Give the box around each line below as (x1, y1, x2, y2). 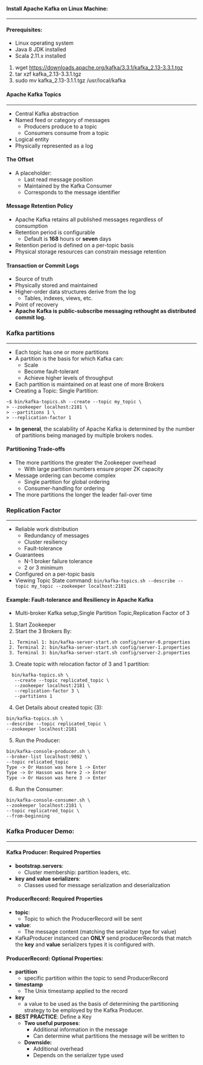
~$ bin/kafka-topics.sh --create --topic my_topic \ (6, 399, 142, 405)
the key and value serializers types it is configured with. (14, 940, 155, 948)
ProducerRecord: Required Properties (6, 895, 103, 902)
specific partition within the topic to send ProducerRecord (24, 974, 169, 982)
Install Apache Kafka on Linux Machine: (6, 5, 109, 12)
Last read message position (24, 175, 94, 183)
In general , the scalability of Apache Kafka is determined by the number (14, 425, 195, 432)
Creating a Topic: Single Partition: (14, 387, 98, 394)
